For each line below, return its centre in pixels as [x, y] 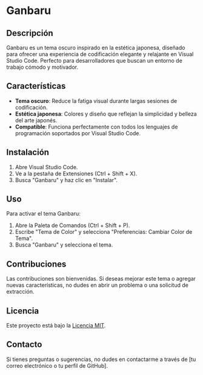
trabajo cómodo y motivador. [42, 67]
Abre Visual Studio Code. [46, 167]
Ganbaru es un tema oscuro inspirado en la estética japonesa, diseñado [96, 47]
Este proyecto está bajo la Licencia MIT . [56, 326]
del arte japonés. [36, 120]
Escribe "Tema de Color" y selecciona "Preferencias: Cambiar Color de [104, 232]
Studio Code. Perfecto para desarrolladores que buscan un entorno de [95, 61]
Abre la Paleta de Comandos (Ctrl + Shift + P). [72, 225]
